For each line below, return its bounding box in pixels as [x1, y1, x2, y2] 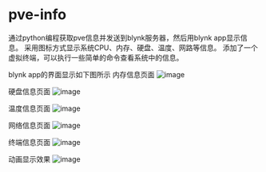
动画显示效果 [8, 154, 50, 164]
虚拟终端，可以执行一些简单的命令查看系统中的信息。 [8, 53, 184, 62]
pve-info [8, 6, 66, 24]
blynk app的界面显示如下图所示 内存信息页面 [8, 69, 155, 79]
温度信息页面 [8, 104, 50, 113]
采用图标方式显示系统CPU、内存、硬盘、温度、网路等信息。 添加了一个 [23, 42, 258, 53]
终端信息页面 [8, 137, 50, 147]
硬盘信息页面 [8, 86, 50, 96]
